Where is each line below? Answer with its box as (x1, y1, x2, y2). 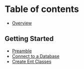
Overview (11, 20, 32, 26)
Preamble (11, 47, 32, 53)
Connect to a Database (11, 53, 59, 59)
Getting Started (4, 34, 54, 43)
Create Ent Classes (11, 58, 51, 64)
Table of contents (4, 3, 79, 15)
